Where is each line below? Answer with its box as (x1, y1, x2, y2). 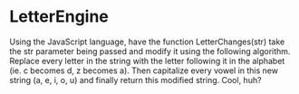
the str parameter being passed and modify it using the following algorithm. (9, 45, 291, 56)
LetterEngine (9, 6, 109, 27)
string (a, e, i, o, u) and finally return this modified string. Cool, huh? (9, 74, 262, 85)
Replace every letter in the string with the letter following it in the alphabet (9, 55, 285, 66)
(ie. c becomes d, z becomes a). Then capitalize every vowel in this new (9, 65, 279, 76)
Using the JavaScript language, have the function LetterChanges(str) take (9, 36, 285, 47)
